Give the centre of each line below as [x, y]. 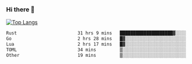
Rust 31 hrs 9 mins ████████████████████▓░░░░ [96, 33]
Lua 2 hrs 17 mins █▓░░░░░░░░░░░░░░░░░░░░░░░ [96, 44]
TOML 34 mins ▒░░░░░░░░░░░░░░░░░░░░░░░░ [96, 50]
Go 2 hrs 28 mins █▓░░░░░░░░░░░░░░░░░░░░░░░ [96, 39]
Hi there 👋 [21, 9]
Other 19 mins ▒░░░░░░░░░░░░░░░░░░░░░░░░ [96, 55]
